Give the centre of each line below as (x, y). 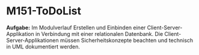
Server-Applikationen (32, 40)
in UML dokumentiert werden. (43, 47)
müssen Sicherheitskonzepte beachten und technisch (127, 40)
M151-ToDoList (44, 11)
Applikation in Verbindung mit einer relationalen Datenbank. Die (85, 33)
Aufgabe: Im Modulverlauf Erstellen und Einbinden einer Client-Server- (94, 27)
